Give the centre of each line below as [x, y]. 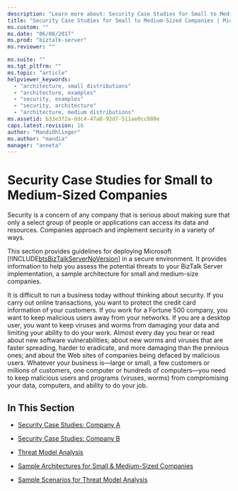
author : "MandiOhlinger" [44, 132]
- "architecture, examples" [55, 93]
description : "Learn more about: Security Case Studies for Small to [112, 14]
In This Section [41, 408]
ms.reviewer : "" [31, 47]
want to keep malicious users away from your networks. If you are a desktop [119, 318]
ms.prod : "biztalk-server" [47, 40]
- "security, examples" [49, 99]
